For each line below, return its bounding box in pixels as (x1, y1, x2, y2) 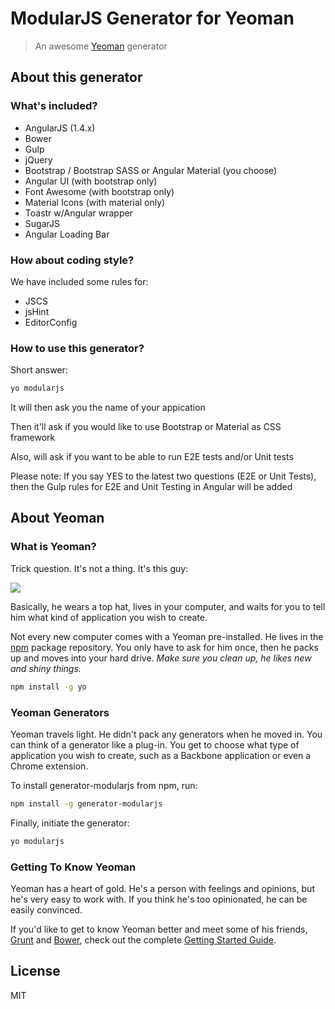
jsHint (24, 305, 50, 317)
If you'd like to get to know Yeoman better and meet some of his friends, (10, 923, 308, 935)
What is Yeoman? (10, 540, 97, 554)
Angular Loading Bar (24, 228, 110, 240)
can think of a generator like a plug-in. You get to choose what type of (10, 738, 300, 751)
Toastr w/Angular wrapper (24, 207, 133, 219)
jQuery (24, 153, 53, 166)
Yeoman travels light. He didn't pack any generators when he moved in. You (10, 728, 323, 740)
